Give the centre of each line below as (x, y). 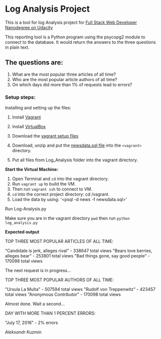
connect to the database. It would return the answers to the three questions (80, 42)
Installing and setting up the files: (38, 108)
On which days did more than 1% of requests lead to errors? (72, 85)
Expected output (22, 232)
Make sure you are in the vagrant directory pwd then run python (67, 218)
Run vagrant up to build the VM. (44, 184)
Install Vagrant (26, 117)
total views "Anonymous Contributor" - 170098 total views (63, 294)
